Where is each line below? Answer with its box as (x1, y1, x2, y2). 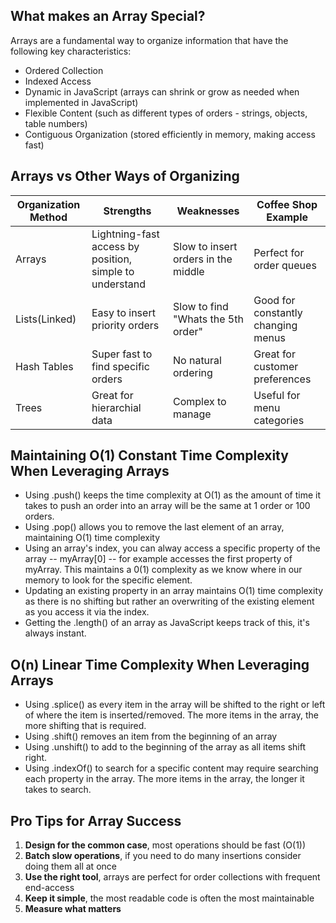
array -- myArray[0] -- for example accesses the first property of (24, 553, 293, 565)
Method (29, 210, 68, 224)
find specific (91, 359, 150, 373)
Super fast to (91, 347, 153, 361)
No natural (173, 353, 222, 367)
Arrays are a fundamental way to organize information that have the (10, 34, 289, 46)
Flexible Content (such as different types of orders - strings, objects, (24, 107, 308, 119)
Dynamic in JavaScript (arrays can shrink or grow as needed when (24, 85, 300, 98)
